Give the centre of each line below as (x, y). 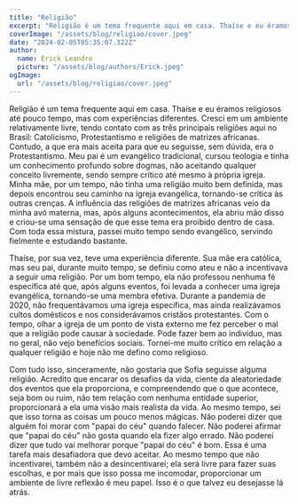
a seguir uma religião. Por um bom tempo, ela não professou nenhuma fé (142, 277)
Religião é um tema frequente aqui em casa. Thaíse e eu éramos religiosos (145, 108)
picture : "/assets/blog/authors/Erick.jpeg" (101, 67)
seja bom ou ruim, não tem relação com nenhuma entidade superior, (134, 398)
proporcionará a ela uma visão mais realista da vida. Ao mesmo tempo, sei (145, 407)
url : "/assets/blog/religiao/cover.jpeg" (95, 83)
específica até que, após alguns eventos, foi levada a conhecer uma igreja (145, 286)
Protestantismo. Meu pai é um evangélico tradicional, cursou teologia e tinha (149, 155)
